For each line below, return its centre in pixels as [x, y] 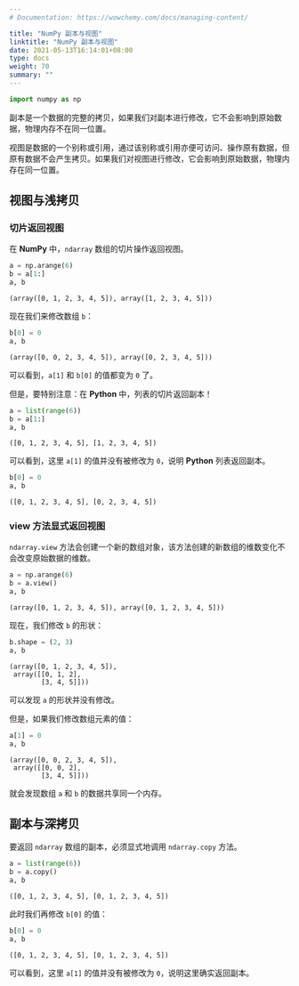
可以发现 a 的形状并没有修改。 [65, 699]
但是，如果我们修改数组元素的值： [72, 718]
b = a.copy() [33, 872]
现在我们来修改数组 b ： [52, 316]
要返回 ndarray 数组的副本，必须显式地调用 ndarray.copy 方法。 [125, 847]
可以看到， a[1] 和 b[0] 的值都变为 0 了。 [84, 375]
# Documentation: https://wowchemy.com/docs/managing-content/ [129, 17]
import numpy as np [45, 99]
